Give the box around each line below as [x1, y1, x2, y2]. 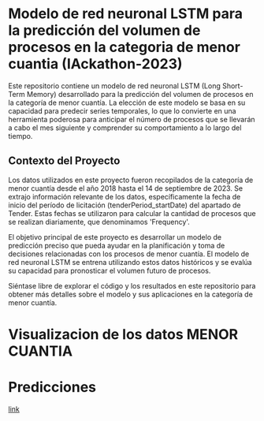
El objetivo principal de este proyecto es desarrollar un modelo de [8, 232, 222, 241]
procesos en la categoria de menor [8, 39, 240, 56]
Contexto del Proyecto [8, 155, 121, 168]
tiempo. [8, 131, 33, 140]
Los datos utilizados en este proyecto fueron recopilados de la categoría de [8, 175, 254, 184]
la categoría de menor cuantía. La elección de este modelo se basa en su [8, 98, 246, 107]
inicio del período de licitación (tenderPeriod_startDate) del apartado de [8, 200, 241, 210]
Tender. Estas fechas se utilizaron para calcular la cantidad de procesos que [8, 208, 256, 218]
